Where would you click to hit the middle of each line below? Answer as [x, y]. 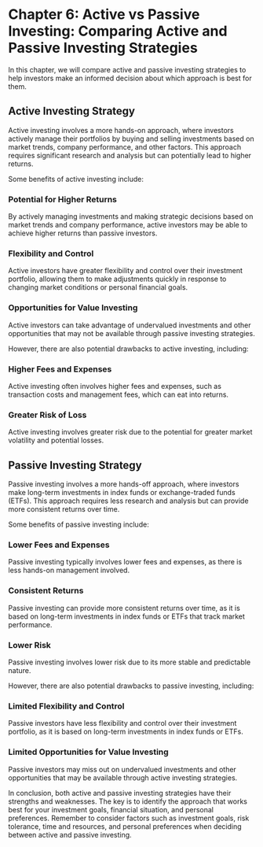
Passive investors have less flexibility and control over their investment [122, 723]
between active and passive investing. [70, 834]
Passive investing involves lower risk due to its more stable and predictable [130, 662]
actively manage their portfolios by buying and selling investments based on [131, 139]
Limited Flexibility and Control [66, 706]
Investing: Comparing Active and [118, 31]
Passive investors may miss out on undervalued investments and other [122, 769]
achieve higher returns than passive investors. [83, 233]
